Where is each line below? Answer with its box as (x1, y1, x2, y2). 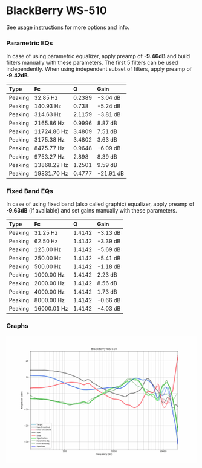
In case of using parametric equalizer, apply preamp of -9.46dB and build (6, 53, 191, 60)
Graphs (6, 321, 28, 330)
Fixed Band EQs (6, 186, 53, 195)
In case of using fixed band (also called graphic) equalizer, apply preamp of (6, 200, 195, 208)
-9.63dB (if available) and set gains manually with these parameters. (6, 207, 177, 214)
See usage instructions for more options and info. (6, 24, 130, 31)
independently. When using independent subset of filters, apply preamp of (6, 65, 192, 73)
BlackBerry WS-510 (6, 4, 107, 18)
